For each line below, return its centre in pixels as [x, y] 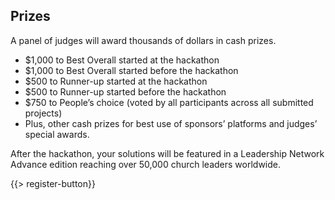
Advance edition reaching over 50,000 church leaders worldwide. [146, 164]
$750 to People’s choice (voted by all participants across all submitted [169, 102]
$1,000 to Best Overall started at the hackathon [122, 60]
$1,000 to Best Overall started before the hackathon [131, 70]
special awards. [57, 134]
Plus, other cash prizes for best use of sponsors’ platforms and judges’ [171, 123]
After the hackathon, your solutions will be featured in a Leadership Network [167, 153]
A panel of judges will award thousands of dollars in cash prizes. [143, 40]
